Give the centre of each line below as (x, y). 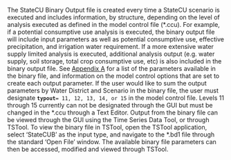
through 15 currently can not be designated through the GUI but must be (110, 105)
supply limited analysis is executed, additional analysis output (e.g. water (111, 54)
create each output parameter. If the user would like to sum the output (107, 83)
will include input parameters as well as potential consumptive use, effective (116, 39)
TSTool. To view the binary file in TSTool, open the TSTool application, (107, 127)
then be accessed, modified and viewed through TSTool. (88, 149)
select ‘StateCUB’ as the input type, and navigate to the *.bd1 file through (111, 134)
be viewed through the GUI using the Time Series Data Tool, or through (108, 120)
